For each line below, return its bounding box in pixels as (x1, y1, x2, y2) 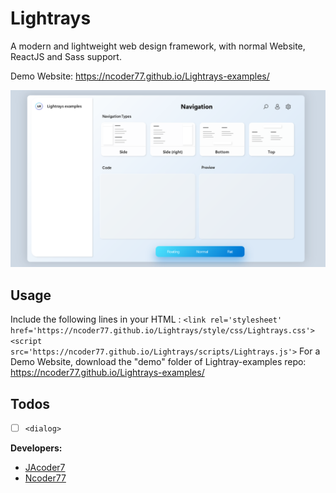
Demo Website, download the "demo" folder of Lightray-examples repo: (10, 356, 307, 368)
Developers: (10, 442, 63, 454)
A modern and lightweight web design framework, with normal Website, (10, 40, 306, 52)
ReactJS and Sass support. (10, 50, 122, 62)
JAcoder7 (24, 462, 66, 474)
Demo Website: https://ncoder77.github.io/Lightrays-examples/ (10, 70, 270, 82)
